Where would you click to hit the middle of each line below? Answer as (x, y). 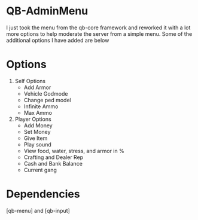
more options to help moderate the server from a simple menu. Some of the (99, 33)
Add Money (38, 125)
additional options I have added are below (58, 40)
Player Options (33, 119)
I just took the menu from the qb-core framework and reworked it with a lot (98, 27)
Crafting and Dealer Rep (54, 157)
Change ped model (47, 100)
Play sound (38, 144)
